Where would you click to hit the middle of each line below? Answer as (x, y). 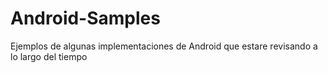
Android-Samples (85, 18)
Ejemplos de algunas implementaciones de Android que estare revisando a (164, 46)
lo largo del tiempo (49, 56)
